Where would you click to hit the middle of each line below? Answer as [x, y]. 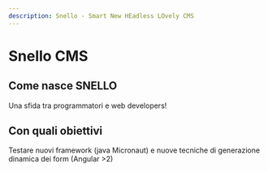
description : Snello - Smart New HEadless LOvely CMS [102, 16]
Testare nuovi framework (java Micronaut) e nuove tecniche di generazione [134, 150]
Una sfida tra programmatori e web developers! [88, 105]
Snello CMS [48, 56]
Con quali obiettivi [56, 131]
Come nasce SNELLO [63, 86]
